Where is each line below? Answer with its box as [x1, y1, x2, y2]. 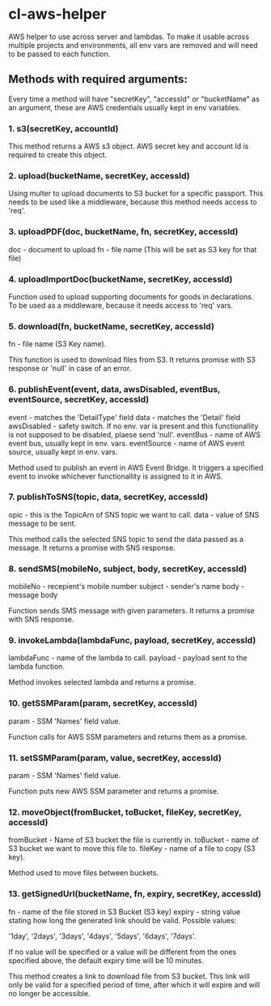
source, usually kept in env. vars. [8, 447, 118, 457]
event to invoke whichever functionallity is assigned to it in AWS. [8, 471, 223, 481]
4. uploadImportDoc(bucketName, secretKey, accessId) [8, 273, 233, 285]
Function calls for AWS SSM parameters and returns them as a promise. [8, 732, 248, 742]
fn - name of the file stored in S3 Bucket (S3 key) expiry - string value [8, 906, 241, 917]
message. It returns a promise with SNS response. [8, 543, 176, 552]
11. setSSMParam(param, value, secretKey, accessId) [8, 752, 222, 763]
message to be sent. [8, 518, 77, 528]
